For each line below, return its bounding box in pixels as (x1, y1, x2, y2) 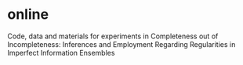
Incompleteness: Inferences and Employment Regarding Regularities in (7, 39, 236, 49)
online (7, 5, 49, 23)
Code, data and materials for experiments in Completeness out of (7, 31, 219, 41)
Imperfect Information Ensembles (7, 48, 115, 57)
